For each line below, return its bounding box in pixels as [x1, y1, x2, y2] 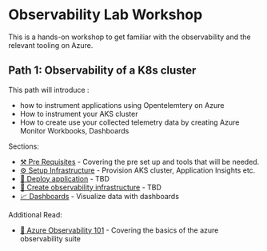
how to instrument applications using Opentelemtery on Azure [19, 100, 225, 110]
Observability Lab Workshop [8, 6, 203, 24]
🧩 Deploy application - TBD [19, 173, 110, 183]
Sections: [8, 141, 40, 151]
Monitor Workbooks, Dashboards [19, 125, 130, 135]
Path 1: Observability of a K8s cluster [8, 64, 197, 78]
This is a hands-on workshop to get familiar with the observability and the [8, 32, 252, 42]
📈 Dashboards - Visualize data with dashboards [19, 191, 180, 201]
